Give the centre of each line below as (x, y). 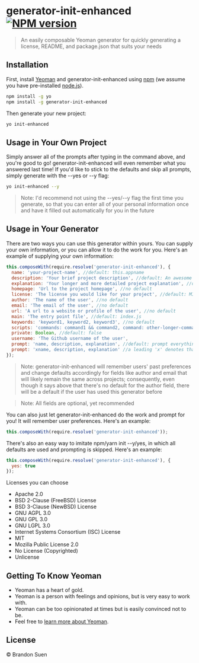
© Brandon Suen (27, 654)
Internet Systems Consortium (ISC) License (68, 532)
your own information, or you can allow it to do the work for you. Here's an (97, 250)
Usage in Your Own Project (57, 143)
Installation (27, 65)
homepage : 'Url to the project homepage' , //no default (82, 289)
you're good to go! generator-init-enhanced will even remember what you (96, 163)
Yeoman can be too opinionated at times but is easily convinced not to (100, 609)
